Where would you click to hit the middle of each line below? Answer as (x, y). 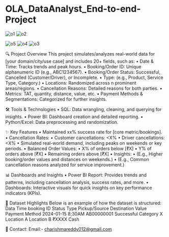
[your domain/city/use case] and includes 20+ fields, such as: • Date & (80, 61)
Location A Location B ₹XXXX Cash (42, 219)
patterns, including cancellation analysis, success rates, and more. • (77, 182)
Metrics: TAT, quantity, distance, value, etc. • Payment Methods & (74, 94)
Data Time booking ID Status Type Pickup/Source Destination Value (76, 208)
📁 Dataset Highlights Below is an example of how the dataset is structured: (83, 203)
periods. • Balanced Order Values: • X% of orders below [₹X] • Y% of (78, 148)
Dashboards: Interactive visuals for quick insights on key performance (79, 188)
